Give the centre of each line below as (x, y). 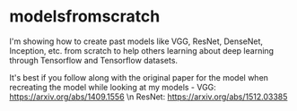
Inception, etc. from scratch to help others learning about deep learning (142, 50)
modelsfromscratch (85, 17)
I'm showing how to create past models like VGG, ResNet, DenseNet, (136, 41)
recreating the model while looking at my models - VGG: (113, 87)
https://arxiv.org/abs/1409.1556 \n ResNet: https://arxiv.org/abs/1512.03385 (148, 97)
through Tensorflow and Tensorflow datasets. (93, 60)
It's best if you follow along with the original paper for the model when (139, 77)
